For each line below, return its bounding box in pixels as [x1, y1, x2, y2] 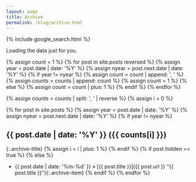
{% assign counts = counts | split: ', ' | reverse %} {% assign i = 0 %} [6, 95, 174, 102]
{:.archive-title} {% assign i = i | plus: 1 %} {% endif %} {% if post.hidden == [6, 145, 191, 153]
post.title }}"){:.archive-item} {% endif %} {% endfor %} [14, 169, 150, 177]
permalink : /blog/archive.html [6, 19, 83, 25]
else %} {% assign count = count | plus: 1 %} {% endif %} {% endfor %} [6, 84, 181, 91]
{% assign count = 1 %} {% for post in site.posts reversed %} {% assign [6, 58, 181, 65]
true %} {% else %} [6, 151, 54, 159]
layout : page [6, 8, 38, 15]
